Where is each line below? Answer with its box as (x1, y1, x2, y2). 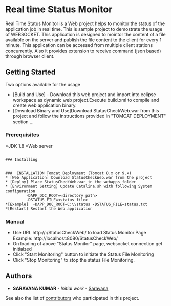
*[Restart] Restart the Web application (5, 206, 93, 211)
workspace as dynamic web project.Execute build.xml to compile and (12, 97, 159, 103)
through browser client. (5, 53, 55, 59)
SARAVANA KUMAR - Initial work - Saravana (12, 285, 109, 292)
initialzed (12, 246, 32, 252)
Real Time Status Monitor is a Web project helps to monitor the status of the (5, 20, 165, 27)
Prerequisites (5, 131, 39, 138)
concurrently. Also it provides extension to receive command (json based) (5, 48, 161, 54)
